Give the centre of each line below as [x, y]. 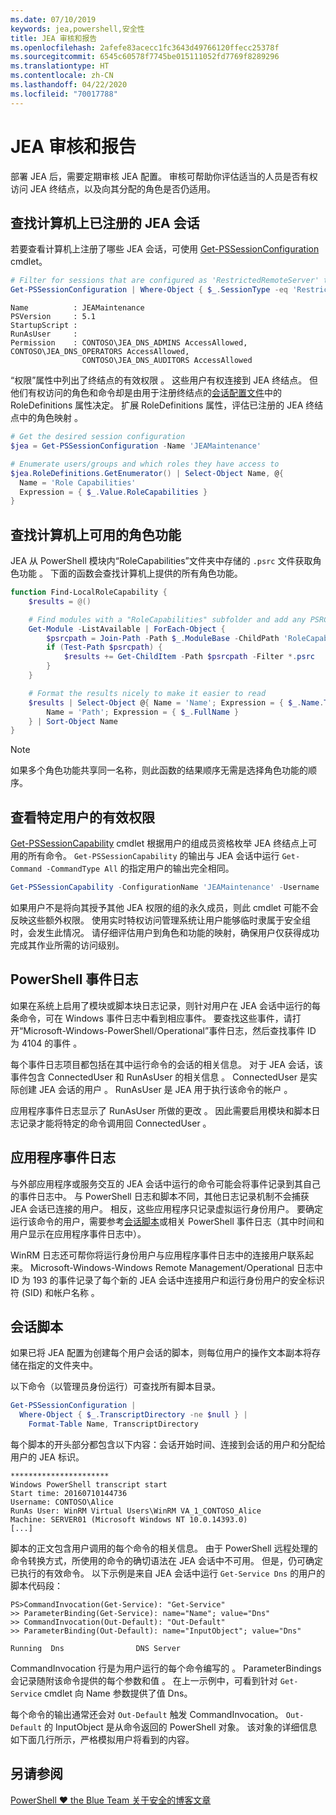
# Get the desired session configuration [98, 437]
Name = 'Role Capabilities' [78, 482]
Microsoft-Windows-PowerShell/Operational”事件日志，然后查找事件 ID [170, 1030]
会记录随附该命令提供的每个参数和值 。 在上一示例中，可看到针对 [144, 1681]
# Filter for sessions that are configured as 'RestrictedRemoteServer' [165, 281]
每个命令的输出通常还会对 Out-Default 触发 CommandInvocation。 [147, 1715]
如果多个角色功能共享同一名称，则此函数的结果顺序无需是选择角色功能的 [159, 770]
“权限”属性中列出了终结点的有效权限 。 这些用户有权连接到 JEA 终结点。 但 [164, 380]
